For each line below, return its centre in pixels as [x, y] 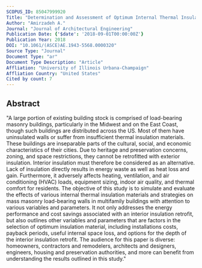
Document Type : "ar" [32, 57]
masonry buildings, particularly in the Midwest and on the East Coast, [92, 124]
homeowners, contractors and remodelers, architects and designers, [91, 246]
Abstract [23, 103]
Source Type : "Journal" [36, 51]
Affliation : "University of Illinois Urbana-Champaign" [78, 68]
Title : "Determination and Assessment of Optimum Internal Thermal [93, 17]
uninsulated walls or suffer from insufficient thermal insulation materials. [96, 137]
